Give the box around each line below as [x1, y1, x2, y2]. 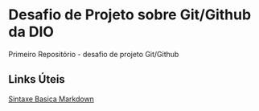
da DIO [8, 23, 55, 41]
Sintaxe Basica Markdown [8, 94, 95, 104]
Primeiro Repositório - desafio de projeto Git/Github [8, 49, 179, 59]
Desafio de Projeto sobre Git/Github [8, 6, 252, 24]
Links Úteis [8, 72, 66, 86]
